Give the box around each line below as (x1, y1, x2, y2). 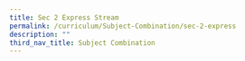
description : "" (9, 30, 71, 39)
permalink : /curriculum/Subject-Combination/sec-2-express (9, 22, 237, 30)
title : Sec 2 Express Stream (9, 13, 119, 22)
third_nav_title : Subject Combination (9, 38, 155, 48)
